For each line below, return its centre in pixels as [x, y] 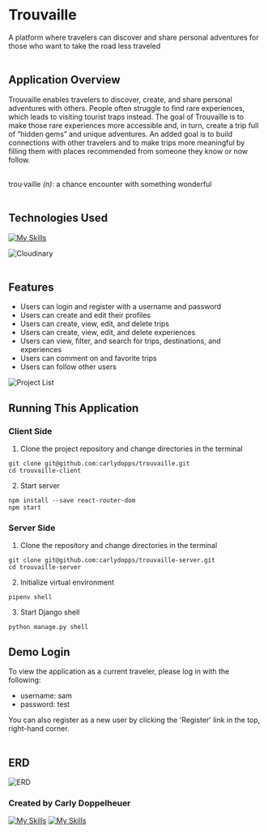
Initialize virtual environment [67, 582]
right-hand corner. [39, 729]
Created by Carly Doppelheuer [70, 803]
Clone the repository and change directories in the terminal [119, 546]
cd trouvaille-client [45, 471]
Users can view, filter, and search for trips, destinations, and [120, 341]
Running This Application [74, 408]
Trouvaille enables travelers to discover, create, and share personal [120, 100]
